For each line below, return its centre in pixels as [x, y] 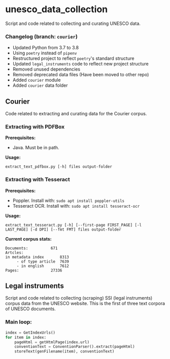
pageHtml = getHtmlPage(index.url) [52, 342]
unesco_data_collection [57, 9]
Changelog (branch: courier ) [41, 37]
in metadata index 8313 [37, 257]
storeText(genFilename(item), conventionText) [64, 351]
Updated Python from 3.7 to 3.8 [46, 48]
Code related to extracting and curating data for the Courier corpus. [76, 114]
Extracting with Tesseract [38, 180]
